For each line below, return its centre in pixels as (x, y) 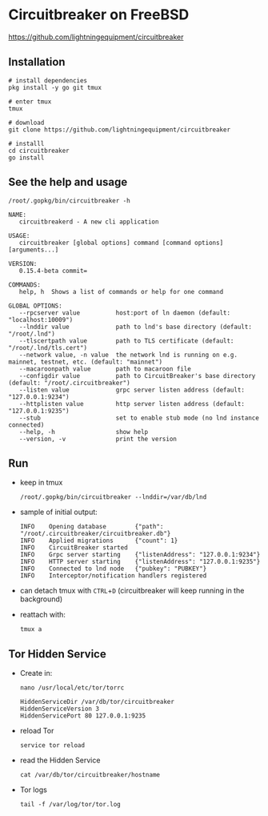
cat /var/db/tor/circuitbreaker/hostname (90, 775)
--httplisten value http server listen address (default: (132, 404)
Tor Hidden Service (57, 654)
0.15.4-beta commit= (53, 271)
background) (41, 599)
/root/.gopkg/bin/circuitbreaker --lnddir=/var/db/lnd (113, 497)
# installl (26, 143)
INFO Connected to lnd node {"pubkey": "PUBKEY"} (113, 569)
